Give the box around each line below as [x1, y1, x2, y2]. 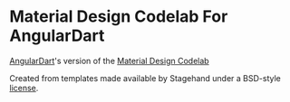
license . [9, 82, 39, 93]
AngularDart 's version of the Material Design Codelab [9, 55, 210, 66]
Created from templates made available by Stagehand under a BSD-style [9, 72, 281, 83]
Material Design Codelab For [9, 6, 228, 27]
